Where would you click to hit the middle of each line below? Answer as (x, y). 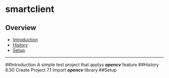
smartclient (30, 9)
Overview (21, 28)
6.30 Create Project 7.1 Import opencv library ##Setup (61, 70)
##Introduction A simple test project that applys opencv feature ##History (82, 64)
